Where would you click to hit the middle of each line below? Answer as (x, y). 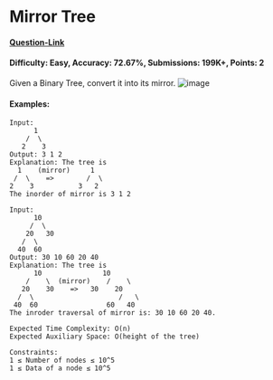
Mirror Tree (53, 17)
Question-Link (37, 42)
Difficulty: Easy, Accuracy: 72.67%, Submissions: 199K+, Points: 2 (137, 63)
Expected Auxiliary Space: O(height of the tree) (105, 337)
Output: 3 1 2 (36, 155)
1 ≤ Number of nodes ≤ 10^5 (62, 361)
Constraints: (34, 353)
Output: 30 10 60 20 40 (54, 258)
